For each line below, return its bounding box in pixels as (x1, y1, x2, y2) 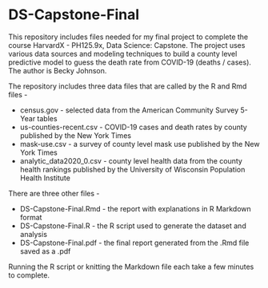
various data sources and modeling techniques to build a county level (8, 49, 238, 58)
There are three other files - (8, 188, 100, 198)
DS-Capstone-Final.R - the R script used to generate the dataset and (19, 221, 246, 231)
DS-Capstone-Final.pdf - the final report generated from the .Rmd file (19, 238, 250, 247)
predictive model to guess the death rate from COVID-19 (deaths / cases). (8, 57, 252, 67)
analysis (19, 229, 48, 239)
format (19, 212, 42, 222)
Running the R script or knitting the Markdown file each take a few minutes (8, 262, 254, 271)
